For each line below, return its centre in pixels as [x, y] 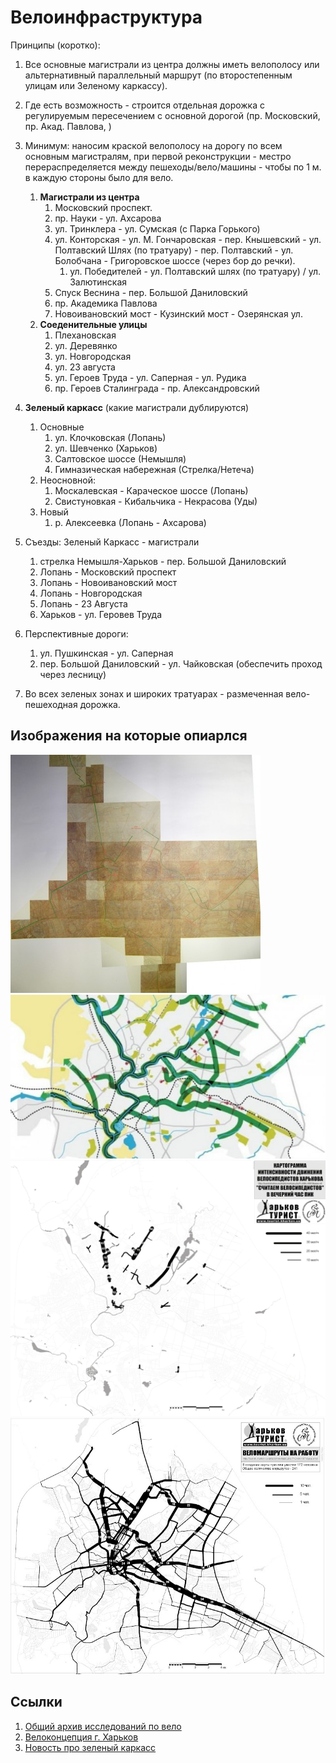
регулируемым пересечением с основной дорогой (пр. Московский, [172, 115]
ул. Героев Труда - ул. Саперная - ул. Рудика [150, 377]
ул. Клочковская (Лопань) [110, 437]
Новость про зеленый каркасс [90, 1747]
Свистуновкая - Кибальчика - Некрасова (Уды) [156, 501]
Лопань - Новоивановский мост [108, 582]
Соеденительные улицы [93, 324]
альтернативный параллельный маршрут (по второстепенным [158, 75]
